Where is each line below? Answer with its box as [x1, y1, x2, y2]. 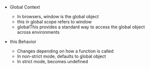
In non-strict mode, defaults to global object [17, 53, 106, 59]
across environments [17, 29, 60, 35]
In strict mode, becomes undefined [17, 59, 88, 64]
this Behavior [9, 39, 37, 45]
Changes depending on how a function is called [17, 48, 114, 54]
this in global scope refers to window [17, 19, 92, 24]
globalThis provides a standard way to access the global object [17, 24, 145, 30]
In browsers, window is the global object [17, 14, 99, 19]
